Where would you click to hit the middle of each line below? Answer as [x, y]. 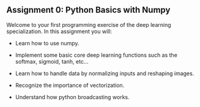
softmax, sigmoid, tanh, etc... [52, 61]
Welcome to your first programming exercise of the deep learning [89, 24]
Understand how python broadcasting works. [72, 97]
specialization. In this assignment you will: [59, 31]
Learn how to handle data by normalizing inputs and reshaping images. [105, 73]
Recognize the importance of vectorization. [70, 85]
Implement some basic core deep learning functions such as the [96, 55]
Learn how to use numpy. [47, 43]
